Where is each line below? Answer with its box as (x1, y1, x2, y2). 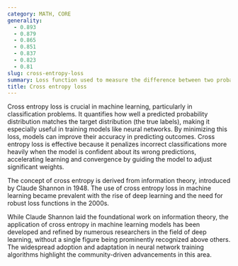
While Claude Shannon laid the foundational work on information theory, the (7, 213, 229, 221)
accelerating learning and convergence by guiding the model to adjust (7, 155, 212, 164)
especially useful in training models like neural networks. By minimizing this (7, 125, 228, 133)
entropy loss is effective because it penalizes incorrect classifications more (7, 140, 227, 149)
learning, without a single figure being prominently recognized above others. (7, 235, 231, 244)
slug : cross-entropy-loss (7, 70, 84, 77)
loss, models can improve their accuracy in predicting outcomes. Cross (7, 133, 215, 141)
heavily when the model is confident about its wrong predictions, (7, 148, 197, 156)
